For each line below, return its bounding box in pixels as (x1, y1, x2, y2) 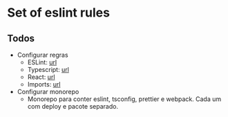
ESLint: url (27, 58, 57, 66)
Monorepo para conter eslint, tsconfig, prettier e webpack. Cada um (27, 95, 222, 103)
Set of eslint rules (7, 5, 111, 21)
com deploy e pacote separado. (27, 102, 119, 110)
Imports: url (27, 80, 61, 88)
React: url (27, 73, 55, 81)
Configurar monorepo (17, 88, 79, 96)
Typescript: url (27, 66, 69, 73)
